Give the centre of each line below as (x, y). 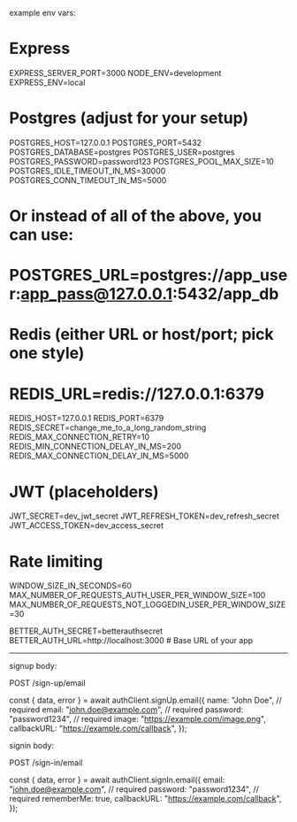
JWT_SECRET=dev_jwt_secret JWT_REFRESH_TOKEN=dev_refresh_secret (145, 516)
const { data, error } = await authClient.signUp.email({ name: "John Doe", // (146, 700)
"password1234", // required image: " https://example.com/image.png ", (138, 719)
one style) (47, 353)
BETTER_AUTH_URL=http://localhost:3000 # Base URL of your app (131, 641)
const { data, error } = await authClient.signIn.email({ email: (117, 780)
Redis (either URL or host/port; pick (141, 334)
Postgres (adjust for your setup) (129, 118)
